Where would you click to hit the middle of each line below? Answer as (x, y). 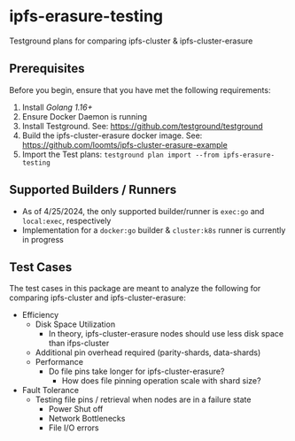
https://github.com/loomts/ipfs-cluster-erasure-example (124, 144)
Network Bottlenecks (87, 419)
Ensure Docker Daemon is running (85, 116)
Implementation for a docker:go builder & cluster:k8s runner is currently (154, 230)
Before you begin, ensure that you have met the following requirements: (140, 89)
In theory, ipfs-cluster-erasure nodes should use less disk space (166, 334)
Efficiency (40, 315)
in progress (43, 239)
